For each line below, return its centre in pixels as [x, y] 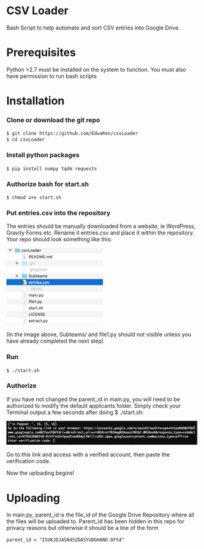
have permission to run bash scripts [51, 76]
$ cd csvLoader [26, 140]
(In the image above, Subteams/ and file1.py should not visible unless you [99, 335]
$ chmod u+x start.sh [34, 197]
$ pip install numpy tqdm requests [52, 169]
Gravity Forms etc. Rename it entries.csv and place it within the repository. [100, 233]
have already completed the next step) [55, 341]
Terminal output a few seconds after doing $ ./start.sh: [75, 412]
